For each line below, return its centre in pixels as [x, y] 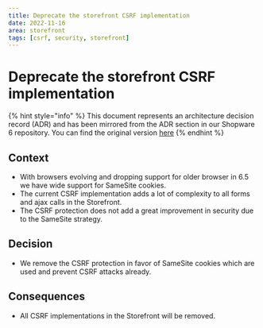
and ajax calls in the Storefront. [71, 202]
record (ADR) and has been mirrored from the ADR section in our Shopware [132, 125]
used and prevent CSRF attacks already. [85, 272]
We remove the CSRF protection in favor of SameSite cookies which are [137, 263]
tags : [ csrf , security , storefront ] [69, 38]
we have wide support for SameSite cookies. [93, 185]
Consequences [47, 297]
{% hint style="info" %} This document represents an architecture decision [131, 116]
